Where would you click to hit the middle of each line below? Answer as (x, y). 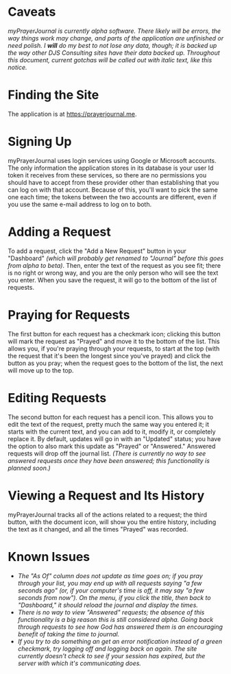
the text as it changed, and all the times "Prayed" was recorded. (98, 529)
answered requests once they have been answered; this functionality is (109, 460)
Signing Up (40, 142)
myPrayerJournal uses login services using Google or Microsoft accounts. (112, 160)
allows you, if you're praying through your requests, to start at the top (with (114, 348)
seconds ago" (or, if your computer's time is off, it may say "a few (111, 590)
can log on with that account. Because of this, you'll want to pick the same (113, 190)
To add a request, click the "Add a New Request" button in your (97, 251)
